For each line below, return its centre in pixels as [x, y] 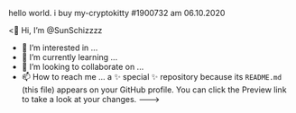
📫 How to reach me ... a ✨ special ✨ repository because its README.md [151, 77]
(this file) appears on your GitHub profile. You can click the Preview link [154, 90]
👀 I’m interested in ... [60, 48]
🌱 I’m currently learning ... [69, 57]
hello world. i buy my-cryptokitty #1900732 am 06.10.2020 [117, 13]
